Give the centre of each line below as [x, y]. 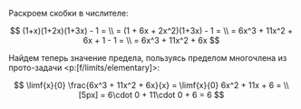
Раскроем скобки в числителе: [68, 13]
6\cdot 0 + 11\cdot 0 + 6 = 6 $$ [166, 95]
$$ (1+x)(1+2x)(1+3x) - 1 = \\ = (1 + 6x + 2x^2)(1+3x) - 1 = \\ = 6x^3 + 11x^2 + [151, 30]
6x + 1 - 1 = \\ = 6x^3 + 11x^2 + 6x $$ [151, 40]
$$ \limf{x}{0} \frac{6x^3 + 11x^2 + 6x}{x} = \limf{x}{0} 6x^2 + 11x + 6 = [148, 85]
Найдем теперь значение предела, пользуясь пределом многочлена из [148, 58]
